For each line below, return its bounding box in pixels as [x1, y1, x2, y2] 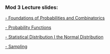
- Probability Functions [5, 25, 52, 30]
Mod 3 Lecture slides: [5, 4, 58, 11]
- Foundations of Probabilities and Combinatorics [5, 15, 105, 21]
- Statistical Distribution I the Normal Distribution [5, 34, 104, 40]
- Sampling [5, 44, 28, 50]
